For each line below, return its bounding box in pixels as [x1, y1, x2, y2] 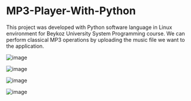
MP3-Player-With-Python [6, 4, 136, 18]
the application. [6, 43, 45, 50]
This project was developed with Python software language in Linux [6, 24, 173, 31]
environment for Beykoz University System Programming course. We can [6, 30, 186, 37]
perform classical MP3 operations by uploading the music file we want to [6, 36, 186, 43]
